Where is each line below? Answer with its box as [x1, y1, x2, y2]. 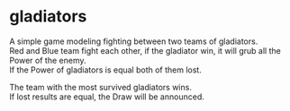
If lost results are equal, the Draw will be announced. [9, 91, 204, 102]
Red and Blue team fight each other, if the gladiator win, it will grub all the [9, 45, 281, 55]
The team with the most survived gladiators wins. [9, 81, 192, 92]
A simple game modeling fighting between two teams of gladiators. [9, 36, 258, 47]
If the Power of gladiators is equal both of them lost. [9, 64, 203, 75]
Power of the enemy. [9, 55, 86, 65]
